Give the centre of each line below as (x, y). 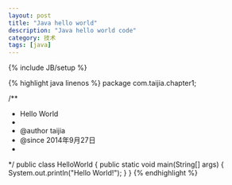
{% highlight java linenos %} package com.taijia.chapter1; (102, 83)
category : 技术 (32, 38)
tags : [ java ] (30, 45)
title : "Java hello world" (53, 23)
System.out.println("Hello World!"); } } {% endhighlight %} (103, 173)
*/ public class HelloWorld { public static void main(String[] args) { (116, 164)
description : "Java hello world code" (72, 30)
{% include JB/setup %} (48, 67)
